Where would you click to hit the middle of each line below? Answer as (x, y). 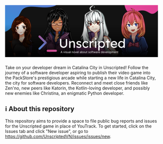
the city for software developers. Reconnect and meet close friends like (76, 83)
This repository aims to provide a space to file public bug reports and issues (81, 121)
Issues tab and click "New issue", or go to (47, 131)
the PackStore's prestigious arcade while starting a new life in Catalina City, (81, 78)
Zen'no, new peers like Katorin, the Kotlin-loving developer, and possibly (78, 88)
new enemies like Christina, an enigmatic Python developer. (65, 93)
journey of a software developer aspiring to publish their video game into (78, 72)
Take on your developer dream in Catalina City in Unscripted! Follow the (77, 67)
